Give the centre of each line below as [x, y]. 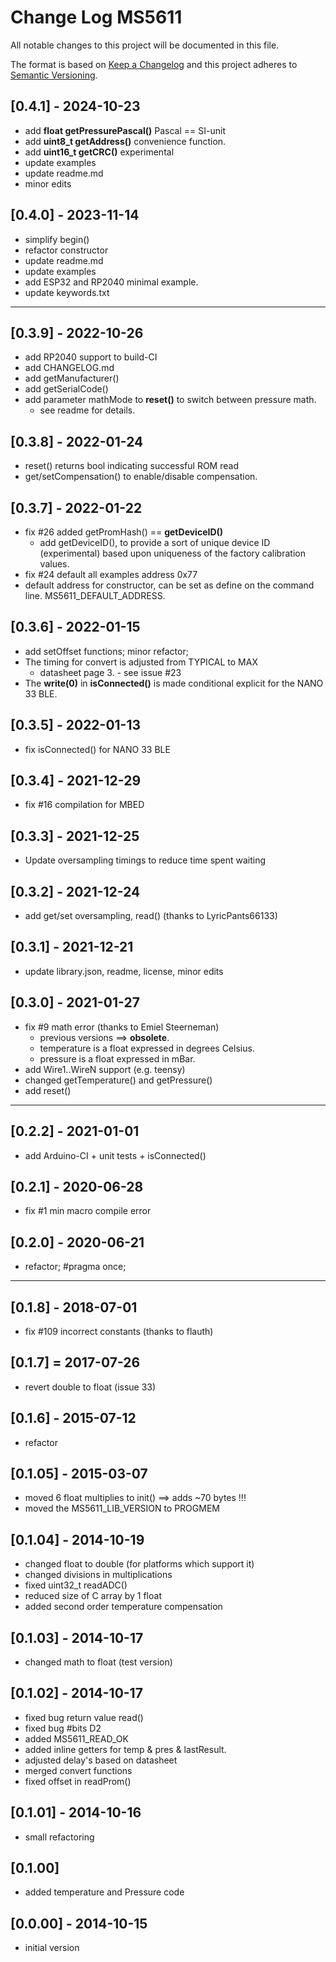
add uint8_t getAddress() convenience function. [125, 141]
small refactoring [59, 1837]
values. [54, 564]
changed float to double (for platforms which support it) [139, 1564]
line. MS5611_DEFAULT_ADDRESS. [95, 595]
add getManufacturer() [72, 378]
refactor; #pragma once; [75, 1267]
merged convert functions [78, 1770]
